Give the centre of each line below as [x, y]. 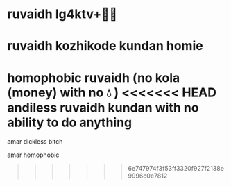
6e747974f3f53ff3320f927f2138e [176, 169]
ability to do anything [70, 122]
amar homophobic [33, 155]
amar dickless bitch [35, 142]
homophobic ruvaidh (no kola [94, 77]
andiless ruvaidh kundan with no [103, 108]
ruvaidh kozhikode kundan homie [105, 46]
